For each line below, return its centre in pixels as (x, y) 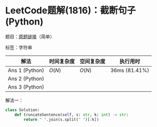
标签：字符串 (19, 47)
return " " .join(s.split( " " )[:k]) (61, 119)
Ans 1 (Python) (26, 70)
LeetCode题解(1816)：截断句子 (71, 10)
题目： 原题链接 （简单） (30, 36)
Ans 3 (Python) (26, 87)
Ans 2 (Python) (26, 78)
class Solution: (22, 110)
